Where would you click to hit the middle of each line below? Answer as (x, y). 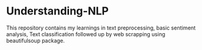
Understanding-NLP (58, 11)
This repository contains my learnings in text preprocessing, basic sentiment (101, 28)
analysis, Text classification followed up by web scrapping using (86, 34)
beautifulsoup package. (35, 40)
